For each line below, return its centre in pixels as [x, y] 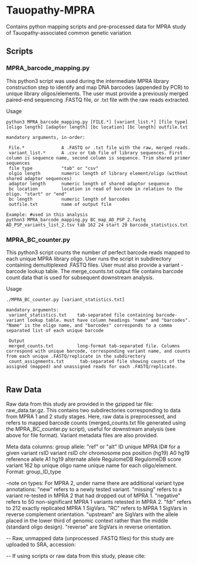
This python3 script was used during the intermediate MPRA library [88, 81]
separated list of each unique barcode [55, 330]
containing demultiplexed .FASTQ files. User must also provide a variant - [95, 265]
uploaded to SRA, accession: [41, 544]
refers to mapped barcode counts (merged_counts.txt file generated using [96, 423]
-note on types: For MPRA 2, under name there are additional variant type [95, 483]
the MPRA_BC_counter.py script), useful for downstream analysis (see [91, 429]
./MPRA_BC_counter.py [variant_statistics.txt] [66, 300]
